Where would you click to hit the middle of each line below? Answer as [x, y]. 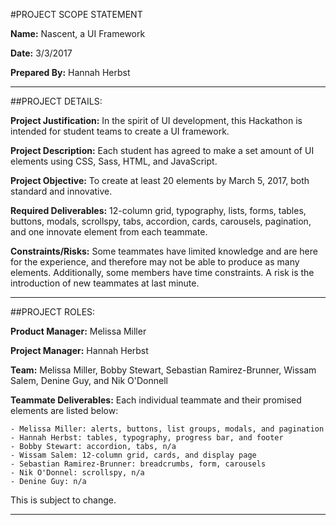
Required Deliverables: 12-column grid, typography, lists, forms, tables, [158, 210]
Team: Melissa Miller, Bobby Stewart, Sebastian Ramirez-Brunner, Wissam [163, 370]
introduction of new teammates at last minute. [105, 283]
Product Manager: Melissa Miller [78, 331]
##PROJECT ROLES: [53, 312]
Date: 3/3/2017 [41, 53]
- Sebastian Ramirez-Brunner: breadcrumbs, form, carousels [138, 464]
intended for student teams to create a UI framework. [120, 131]
